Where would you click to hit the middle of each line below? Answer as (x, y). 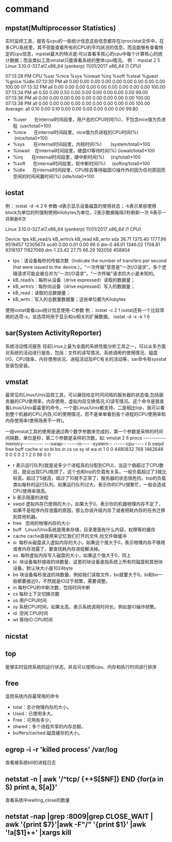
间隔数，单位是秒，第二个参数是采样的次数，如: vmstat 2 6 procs (74, 438)
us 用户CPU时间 (30, 601)
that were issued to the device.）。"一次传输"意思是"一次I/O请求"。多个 (87, 267)
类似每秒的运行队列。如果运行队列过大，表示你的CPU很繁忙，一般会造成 (89, 485)
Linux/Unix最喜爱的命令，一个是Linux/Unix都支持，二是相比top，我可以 (85, 408)
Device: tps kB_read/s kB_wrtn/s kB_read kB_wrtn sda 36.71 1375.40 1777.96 (86, 239)
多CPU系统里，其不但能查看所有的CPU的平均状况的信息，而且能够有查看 (82, 47)
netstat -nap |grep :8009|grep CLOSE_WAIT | (79, 817)
